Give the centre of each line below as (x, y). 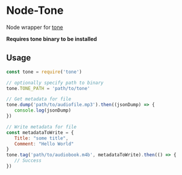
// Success (28, 161)
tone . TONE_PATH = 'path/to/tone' (48, 88)
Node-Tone (35, 11)
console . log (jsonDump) (42, 110)
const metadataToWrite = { (40, 132)
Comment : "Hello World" (44, 144)
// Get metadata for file (39, 99)
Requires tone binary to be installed (52, 39)
